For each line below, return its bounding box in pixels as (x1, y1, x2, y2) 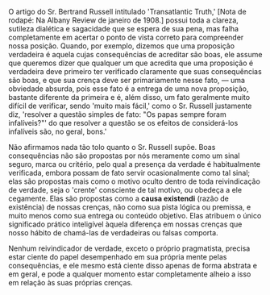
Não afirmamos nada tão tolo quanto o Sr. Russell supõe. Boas (8, 143, 216, 152)
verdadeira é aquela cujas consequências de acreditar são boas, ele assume (8, 50, 263, 59)
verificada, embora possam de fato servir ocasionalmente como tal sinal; (8, 168, 251, 177)
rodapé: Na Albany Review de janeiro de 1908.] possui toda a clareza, (8, 15, 239, 25)
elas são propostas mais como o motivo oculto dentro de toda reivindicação (8, 177, 260, 186)
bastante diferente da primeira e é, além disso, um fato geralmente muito (8, 93, 251, 102)
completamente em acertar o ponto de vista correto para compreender (8, 32, 244, 42)
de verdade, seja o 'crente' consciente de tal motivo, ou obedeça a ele (8, 185, 243, 194)
